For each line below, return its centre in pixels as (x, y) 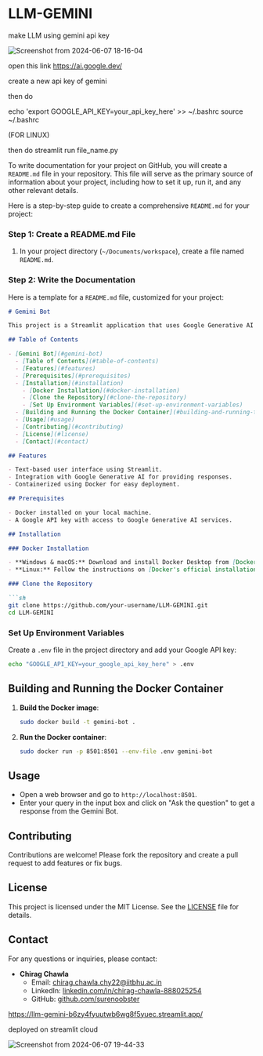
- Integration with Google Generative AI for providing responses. (121, 477)
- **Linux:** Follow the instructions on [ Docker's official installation (133, 570)
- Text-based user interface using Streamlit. (85, 470)
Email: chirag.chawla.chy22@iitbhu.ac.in (96, 982)
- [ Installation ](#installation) (70, 383)
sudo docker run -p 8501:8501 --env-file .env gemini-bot (116, 751)
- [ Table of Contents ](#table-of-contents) (87, 362)
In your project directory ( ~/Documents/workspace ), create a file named (131, 251)
